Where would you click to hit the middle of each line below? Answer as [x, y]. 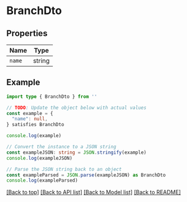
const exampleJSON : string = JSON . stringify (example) [77, 152]
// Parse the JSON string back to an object [64, 169]
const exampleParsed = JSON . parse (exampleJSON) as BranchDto [86, 175]
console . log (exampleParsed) [42, 181]
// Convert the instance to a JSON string [61, 147]
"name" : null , [30, 119]
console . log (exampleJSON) [39, 158]
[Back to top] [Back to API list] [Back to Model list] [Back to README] [93, 192]
